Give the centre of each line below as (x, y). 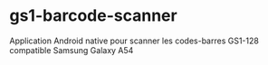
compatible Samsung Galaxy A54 (72, 50)
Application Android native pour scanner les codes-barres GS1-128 (134, 41)
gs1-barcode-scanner (94, 16)
